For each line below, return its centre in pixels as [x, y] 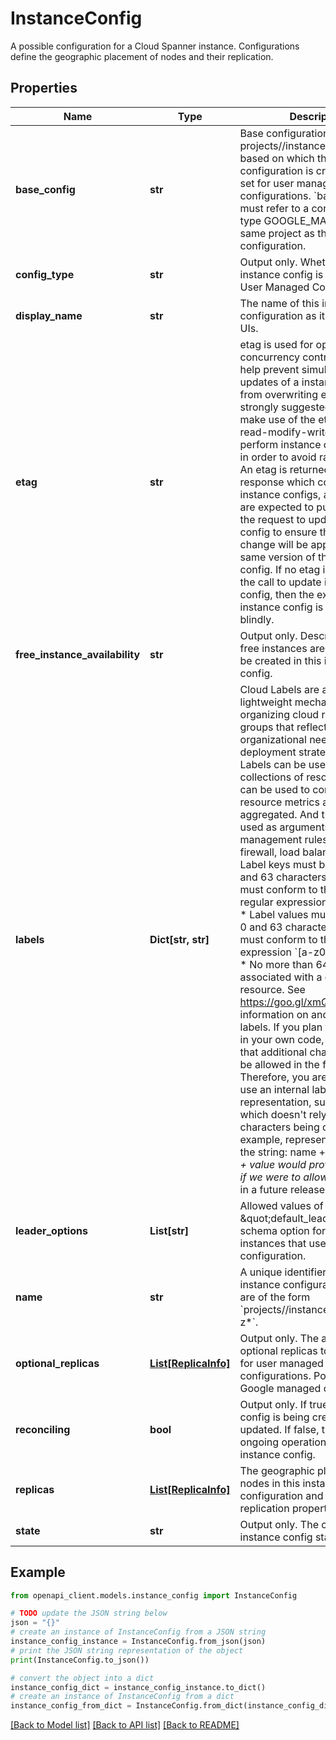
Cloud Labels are [279, 689]
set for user [267, 183]
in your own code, [282, 1039]
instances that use [283, 1243]
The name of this [279, 303]
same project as [277, 233]
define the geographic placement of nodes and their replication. [142, 56]
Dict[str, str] [179, 939]
